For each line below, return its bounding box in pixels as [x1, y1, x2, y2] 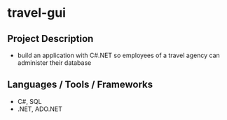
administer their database [17, 59, 92, 67]
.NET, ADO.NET [17, 105, 63, 113]
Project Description [7, 33, 94, 45]
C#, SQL [17, 97, 42, 105]
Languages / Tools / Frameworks [7, 79, 153, 91]
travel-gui [7, 5, 67, 21]
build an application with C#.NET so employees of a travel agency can [17, 51, 221, 59]
